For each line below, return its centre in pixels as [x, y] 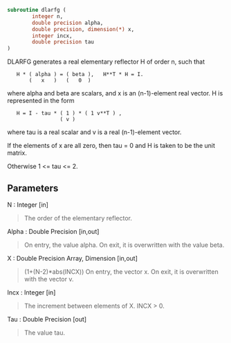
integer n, [48, 16]
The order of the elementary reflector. [78, 218]
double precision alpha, [68, 23]
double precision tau [63, 42]
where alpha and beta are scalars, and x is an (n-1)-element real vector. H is [115, 93]
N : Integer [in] [28, 205]
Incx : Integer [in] [31, 292]
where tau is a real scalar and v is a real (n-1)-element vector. [94, 132]
